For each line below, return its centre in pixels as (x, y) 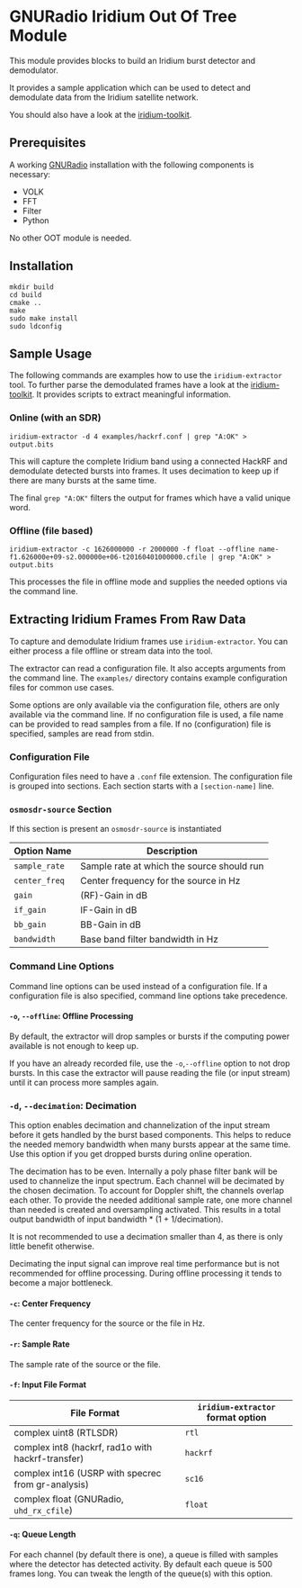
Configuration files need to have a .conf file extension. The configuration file (151, 777)
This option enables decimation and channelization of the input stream (140, 1125)
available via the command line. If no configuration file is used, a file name (147, 714)
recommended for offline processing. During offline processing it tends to (146, 1273)
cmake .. (26, 302)
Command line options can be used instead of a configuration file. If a (138, 986)
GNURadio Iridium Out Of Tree (123, 17)
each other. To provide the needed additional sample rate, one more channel (151, 1200)
